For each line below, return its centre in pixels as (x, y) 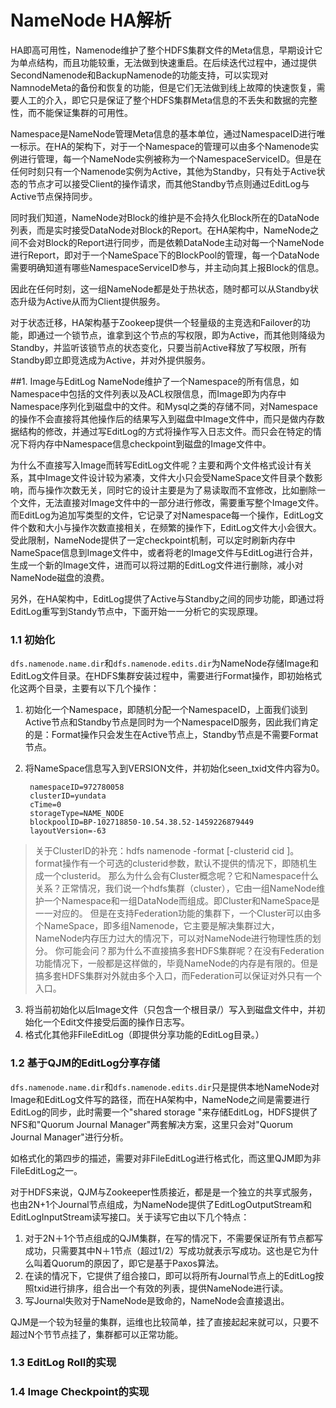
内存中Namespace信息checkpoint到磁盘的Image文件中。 (154, 443)
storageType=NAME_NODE (77, 814)
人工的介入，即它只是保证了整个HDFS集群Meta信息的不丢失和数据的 (159, 100)
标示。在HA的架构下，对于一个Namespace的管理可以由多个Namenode (164, 146)
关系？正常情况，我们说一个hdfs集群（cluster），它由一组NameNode (175, 888)
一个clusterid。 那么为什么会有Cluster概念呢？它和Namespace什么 (181, 876)
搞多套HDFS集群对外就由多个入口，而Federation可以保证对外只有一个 (178, 976)
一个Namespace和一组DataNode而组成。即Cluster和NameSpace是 (181, 901)
